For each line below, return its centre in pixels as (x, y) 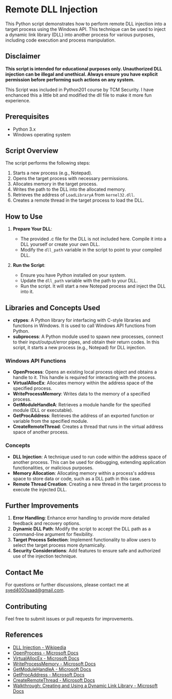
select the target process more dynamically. (59, 545)
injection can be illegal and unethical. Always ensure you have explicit (82, 74)
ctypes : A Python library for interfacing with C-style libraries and (81, 320)
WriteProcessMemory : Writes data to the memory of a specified (81, 394)
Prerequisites (27, 117)
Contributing (26, 606)
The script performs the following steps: (48, 163)
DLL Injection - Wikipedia (40, 647)
